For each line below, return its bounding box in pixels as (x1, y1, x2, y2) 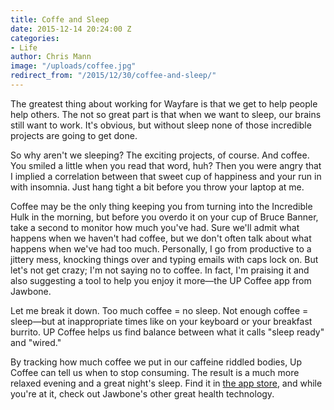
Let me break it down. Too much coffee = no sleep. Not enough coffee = (10, 304, 309, 316)
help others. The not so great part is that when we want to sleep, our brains (10, 108, 322, 120)
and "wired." (10, 336, 62, 348)
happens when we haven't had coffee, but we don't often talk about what (10, 232, 312, 244)
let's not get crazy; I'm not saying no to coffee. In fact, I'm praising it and (10, 264, 310, 276)
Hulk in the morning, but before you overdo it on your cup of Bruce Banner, (10, 211, 319, 223)
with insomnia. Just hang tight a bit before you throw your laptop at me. (10, 181, 305, 193)
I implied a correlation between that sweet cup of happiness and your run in (10, 170, 322, 182)
